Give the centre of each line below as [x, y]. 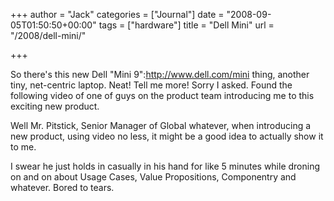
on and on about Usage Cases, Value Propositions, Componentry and [153, 177]
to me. [23, 147]
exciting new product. [55, 106]
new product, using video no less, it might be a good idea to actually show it [167, 136]
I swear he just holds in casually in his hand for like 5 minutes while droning [165, 166]
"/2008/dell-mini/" [48, 35]
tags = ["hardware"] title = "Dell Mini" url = [186, 25]
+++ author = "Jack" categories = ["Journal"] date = [117, 14]
